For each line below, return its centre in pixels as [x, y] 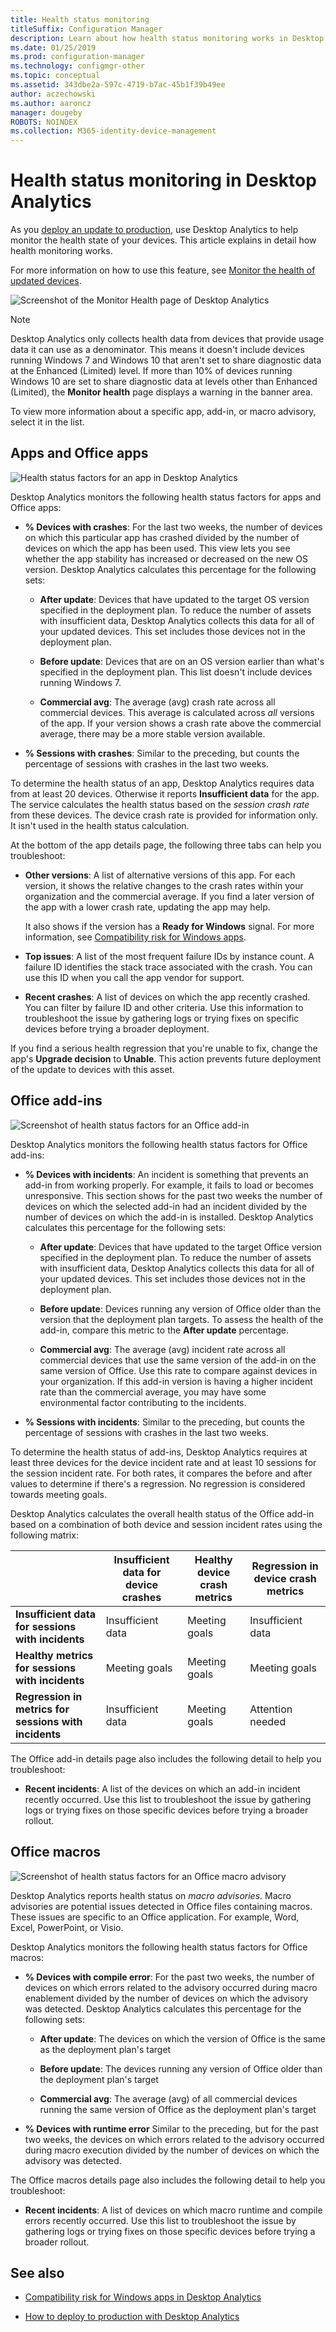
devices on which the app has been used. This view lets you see [157, 548]
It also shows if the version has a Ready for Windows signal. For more [169, 926]
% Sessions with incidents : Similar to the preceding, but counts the [164, 1422]
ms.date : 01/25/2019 [53, 47]
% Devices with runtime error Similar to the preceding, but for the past [171, 2128]
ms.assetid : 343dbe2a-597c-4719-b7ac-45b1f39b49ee [118, 85]
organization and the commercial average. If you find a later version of [169, 896]
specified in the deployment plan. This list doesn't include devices [176, 672]
